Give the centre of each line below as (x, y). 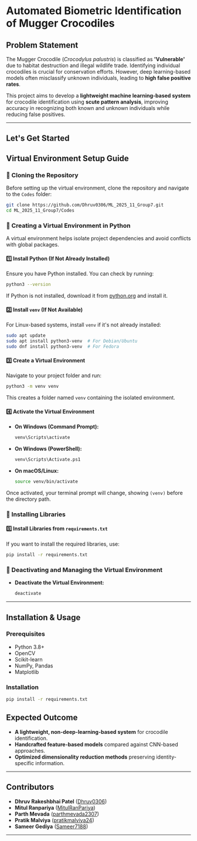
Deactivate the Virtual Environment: (59, 583)
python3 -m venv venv (33, 387)
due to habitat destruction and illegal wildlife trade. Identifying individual (93, 65)
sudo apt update (26, 336)
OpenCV (25, 653)
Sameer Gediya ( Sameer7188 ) (51, 826)
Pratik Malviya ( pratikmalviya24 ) (54, 820)
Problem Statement (42, 45)
